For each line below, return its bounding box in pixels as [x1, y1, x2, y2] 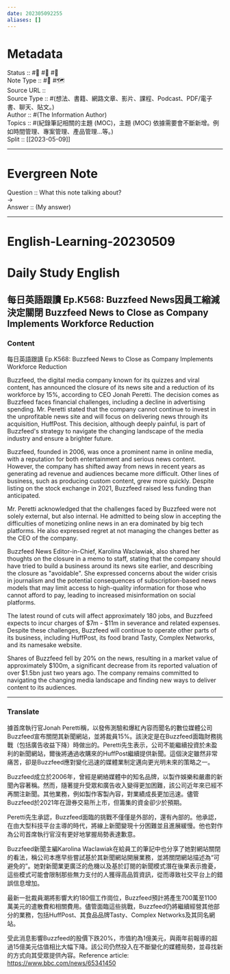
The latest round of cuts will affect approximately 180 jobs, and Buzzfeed [7, 612, 213, 620]
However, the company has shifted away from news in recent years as [7, 462, 205, 471]
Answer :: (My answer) [7, 203, 71, 212]
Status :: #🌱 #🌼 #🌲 [7, 69, 59, 77]
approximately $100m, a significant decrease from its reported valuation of [7, 661, 218, 670]
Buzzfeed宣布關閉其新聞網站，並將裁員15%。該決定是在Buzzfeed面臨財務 [7, 732, 217, 740]
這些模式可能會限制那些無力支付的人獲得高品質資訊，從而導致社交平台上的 [7, 870, 217, 879]
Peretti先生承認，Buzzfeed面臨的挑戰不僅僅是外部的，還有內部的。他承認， [7, 813, 220, 821]
